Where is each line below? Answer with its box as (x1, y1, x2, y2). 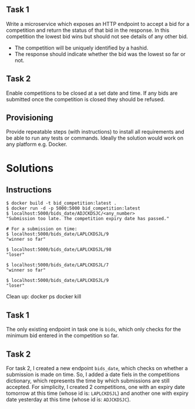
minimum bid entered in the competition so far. (6, 332, 119, 339)
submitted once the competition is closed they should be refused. (6, 95, 166, 102)
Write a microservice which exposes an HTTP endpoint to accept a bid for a (6, 20, 190, 27)
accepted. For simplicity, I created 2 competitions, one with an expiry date (6, 384, 186, 391)
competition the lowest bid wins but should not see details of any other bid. (6, 32, 188, 40)
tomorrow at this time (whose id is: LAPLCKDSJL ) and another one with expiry (6, 390, 189, 397)
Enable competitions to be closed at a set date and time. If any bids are (6, 89, 178, 97)
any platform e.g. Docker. (6, 141, 68, 148)
